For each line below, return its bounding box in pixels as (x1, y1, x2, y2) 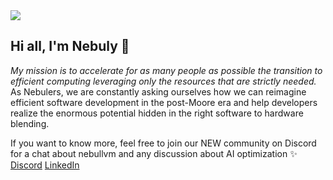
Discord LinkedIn (10, 159, 80, 171)
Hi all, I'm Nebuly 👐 (10, 38, 130, 55)
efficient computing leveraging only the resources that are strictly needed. (10, 75, 317, 87)
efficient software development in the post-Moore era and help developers (10, 96, 318, 108)
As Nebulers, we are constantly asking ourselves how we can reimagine (10, 85, 307, 98)
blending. (10, 117, 50, 129)
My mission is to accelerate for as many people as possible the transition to (10, 64, 323, 76)
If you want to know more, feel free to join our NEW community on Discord (10, 137, 317, 149)
